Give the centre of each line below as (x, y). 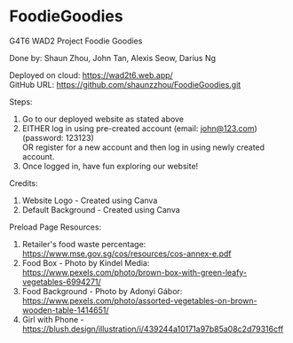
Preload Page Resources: (55, 227)
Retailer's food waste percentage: (84, 244)
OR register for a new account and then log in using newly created (143, 147)
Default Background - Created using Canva (101, 209)
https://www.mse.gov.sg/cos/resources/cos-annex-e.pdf (127, 253)
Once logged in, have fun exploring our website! (110, 166)
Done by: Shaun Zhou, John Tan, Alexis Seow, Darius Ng (112, 58)
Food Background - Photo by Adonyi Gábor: (102, 291)
